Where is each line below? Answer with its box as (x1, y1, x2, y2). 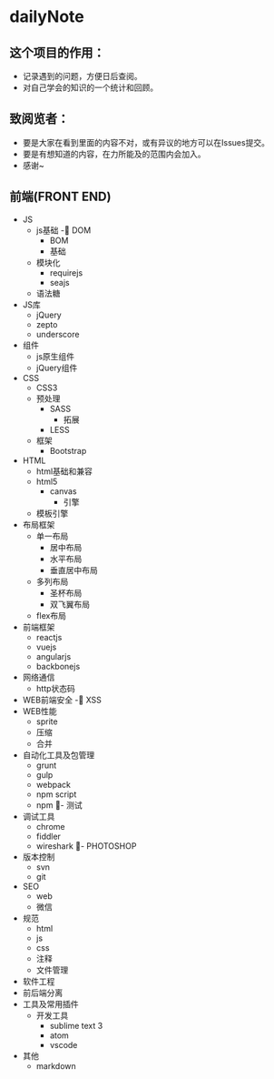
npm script (35, 789, 77, 800)
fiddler (35, 831, 62, 842)
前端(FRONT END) (9, 189, 112, 205)
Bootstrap (49, 445, 87, 456)
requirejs (49, 267, 83, 278)
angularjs (35, 650, 72, 661)
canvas (49, 485, 77, 497)
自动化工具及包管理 (22, 749, 95, 761)
